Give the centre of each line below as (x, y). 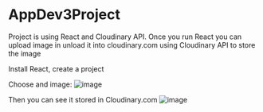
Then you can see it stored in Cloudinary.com (83, 99)
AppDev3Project (65, 15)
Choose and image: (40, 84)
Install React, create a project (56, 68)
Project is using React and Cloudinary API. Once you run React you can (125, 37)
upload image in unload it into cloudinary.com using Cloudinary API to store (132, 44)
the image (25, 53)
